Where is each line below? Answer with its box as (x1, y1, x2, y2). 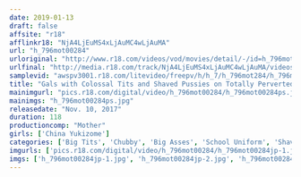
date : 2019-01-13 (9, 13, 74, 22)
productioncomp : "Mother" (9, 122, 106, 131)
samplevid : (9, 72, 50, 80)
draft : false (9, 21, 58, 30)
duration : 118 (9, 113, 63, 122)
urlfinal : (9, 63, 47, 72)
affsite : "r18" (9, 29, 66, 38)
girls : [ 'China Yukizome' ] (9, 130, 110, 139)
